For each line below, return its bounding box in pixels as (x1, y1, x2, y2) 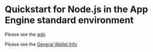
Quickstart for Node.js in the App (5, 4, 148, 15)
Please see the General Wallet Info (5, 41, 77, 47)
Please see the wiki (5, 31, 46, 37)
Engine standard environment (5, 14, 134, 26)
